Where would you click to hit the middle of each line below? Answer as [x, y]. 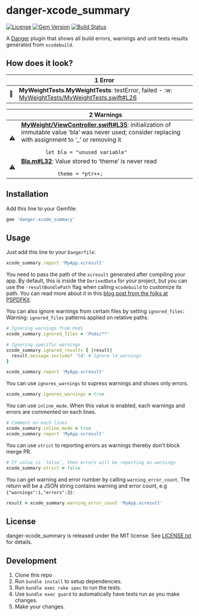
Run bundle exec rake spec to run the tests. [68, 587]
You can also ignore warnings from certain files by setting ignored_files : [95, 311]
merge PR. [19, 451]
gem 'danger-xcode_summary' [41, 219]
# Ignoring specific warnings [44, 345]
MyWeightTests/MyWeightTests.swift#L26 [78, 98]
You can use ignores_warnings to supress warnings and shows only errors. [97, 384]
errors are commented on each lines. [51, 412]
